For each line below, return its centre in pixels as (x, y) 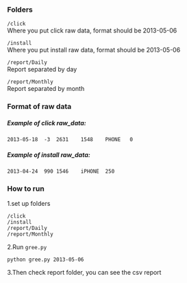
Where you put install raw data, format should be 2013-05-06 (94, 50)
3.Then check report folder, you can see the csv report (84, 273)
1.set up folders (29, 204)
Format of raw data (39, 107)
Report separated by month (46, 89)
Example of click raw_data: (47, 123)
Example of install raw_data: (49, 155)
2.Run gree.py (27, 247)
